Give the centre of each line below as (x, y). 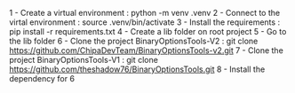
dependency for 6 (42, 78)
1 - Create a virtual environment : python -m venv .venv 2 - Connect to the (145, 13)
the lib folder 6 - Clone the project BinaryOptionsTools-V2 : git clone (134, 41)
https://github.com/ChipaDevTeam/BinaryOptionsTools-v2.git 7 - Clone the (147, 50)
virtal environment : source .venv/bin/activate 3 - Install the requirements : (145, 22)
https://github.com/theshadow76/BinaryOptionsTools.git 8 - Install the (137, 69)
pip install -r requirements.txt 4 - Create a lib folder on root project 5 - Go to (148, 31)
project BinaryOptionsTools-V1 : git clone (84, 60)
